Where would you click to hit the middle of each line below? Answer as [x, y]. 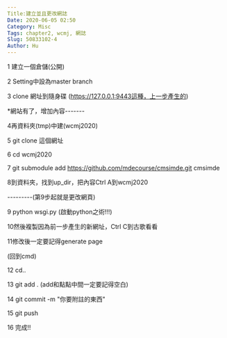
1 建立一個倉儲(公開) [36, 66]
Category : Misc [29, 26]
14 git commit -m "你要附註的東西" [56, 299]
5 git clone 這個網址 [35, 140]
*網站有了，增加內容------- [46, 111]
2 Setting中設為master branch [50, 81]
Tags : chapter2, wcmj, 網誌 [47, 33]
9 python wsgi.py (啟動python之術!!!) [60, 212]
